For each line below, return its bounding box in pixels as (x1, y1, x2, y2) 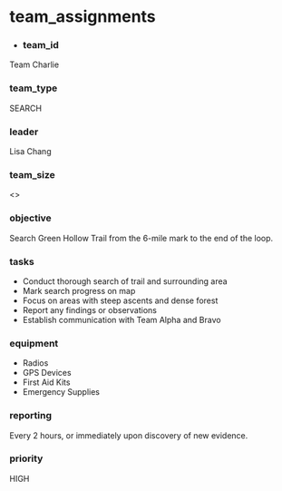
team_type (9, 82, 58, 94)
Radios (22, 358, 49, 368)
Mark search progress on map (22, 285, 136, 296)
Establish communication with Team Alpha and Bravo (22, 314, 221, 325)
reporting (9, 409, 53, 422)
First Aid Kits (22, 377, 71, 388)
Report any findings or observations (22, 304, 157, 315)
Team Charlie (9, 59, 60, 70)
